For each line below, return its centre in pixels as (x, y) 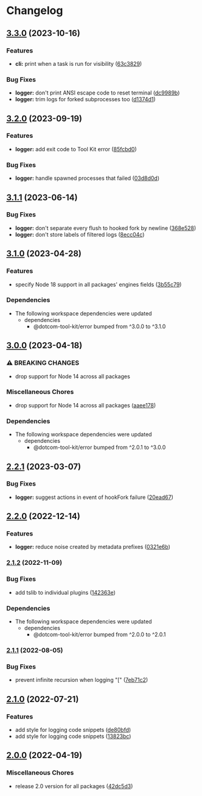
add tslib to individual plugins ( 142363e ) (65, 592)
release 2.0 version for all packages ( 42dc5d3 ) (74, 786)
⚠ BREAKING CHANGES (43, 363)
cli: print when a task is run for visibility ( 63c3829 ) (78, 63)
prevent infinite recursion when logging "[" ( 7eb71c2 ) (82, 680)
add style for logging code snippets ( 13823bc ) (73, 736)
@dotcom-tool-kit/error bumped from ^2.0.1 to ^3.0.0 (99, 447)
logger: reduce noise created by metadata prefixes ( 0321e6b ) (92, 547)
